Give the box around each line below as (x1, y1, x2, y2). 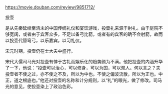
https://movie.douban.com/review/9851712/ (5, 4, 95, 10)
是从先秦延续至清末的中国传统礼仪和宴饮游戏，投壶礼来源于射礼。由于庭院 (5, 25, 158, 31)
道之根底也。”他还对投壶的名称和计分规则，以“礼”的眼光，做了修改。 (13, 77, 153, 83)
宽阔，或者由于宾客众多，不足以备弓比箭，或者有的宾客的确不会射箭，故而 (9, 31, 163, 37)
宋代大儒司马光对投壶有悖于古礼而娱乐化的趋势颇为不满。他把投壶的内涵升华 (5, 59, 163, 64)
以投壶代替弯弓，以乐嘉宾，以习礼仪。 (5, 37, 84, 43)
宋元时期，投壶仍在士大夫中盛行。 (5, 48, 75, 54)
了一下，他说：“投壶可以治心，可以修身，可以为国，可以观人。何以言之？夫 (5, 65, 161, 71)
